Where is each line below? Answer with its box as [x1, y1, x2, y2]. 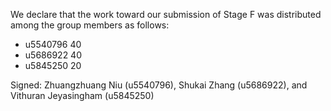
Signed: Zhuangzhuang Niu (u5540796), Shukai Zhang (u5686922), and [10, 79, 308, 91]
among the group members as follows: [10, 19, 170, 31]
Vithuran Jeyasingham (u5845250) [10, 90, 155, 101]
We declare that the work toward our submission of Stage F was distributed [10, 9, 322, 20]
